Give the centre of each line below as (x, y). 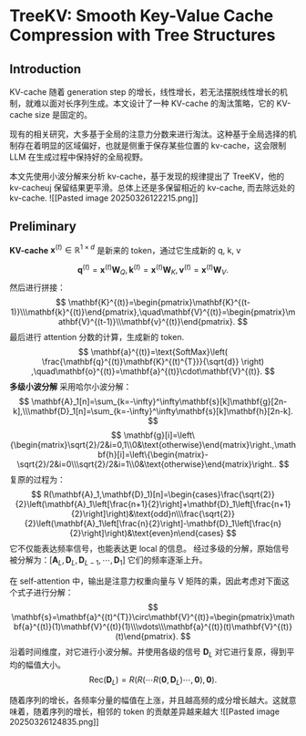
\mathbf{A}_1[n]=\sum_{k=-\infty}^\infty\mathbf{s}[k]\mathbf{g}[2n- (159, 401)
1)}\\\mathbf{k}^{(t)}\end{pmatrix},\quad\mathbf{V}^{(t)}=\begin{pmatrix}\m (153, 312)
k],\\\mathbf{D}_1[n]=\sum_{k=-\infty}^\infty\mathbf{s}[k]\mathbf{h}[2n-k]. (153, 410)
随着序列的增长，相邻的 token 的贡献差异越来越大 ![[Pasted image (157, 711)
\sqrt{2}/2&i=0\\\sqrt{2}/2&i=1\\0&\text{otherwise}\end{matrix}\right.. (147, 464)
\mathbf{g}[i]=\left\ (159, 435)
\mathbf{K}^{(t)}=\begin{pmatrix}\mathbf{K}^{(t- (159, 302)
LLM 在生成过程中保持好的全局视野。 (79, 157)
